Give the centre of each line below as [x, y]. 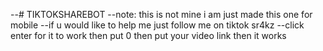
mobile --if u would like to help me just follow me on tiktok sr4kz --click [157, 25]
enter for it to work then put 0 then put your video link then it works [148, 35]
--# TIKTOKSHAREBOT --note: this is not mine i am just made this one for [161, 14]
